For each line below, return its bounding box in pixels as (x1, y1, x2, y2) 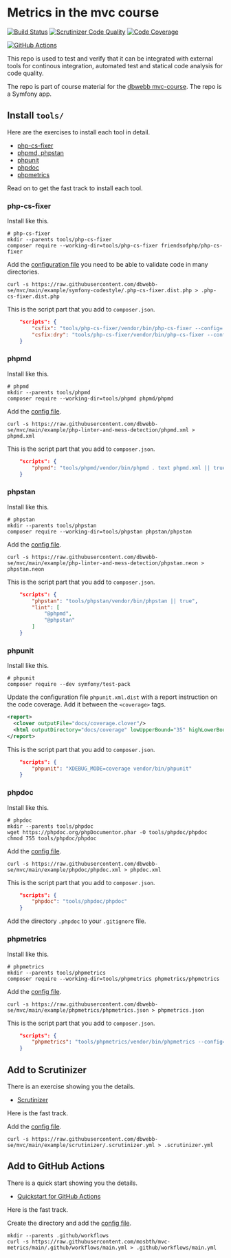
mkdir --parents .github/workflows (7, 1232, 109, 1239)
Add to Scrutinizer (7, 1064, 87, 1076)
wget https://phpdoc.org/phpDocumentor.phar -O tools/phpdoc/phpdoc (7, 829, 208, 835)
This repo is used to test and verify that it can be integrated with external (7, 54, 213, 63)
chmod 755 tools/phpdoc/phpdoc (7, 835, 97, 842)
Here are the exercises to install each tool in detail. (7, 128, 150, 136)
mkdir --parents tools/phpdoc (7, 822, 94, 830)
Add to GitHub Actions (7, 1160, 105, 1173)
